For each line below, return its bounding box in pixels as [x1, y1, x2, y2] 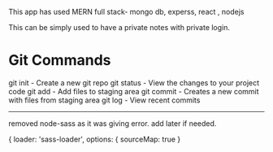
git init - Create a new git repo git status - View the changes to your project [8, 77, 260, 88]
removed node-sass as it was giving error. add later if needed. [8, 118, 217, 128]
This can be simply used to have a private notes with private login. [8, 23, 230, 32]
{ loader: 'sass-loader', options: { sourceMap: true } [8, 134, 181, 144]
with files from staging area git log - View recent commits [8, 95, 201, 105]
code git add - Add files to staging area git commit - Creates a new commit [8, 86, 259, 96]
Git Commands [8, 51, 111, 70]
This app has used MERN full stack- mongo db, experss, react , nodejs [8, 7, 245, 16]
